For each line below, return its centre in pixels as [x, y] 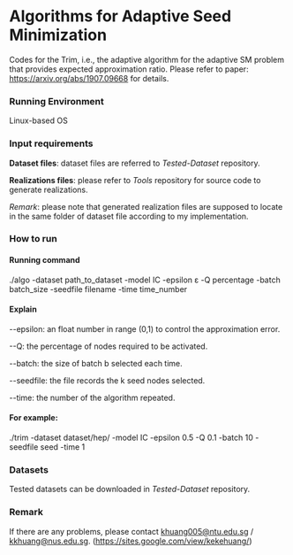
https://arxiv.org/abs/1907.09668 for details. [89, 78]
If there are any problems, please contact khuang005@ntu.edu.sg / [131, 531]
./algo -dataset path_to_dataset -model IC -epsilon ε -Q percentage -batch [145, 280]
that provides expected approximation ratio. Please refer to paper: [129, 69]
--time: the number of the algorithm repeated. [92, 397]
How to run [33, 239]
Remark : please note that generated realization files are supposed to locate [146, 206]
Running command [45, 260]
